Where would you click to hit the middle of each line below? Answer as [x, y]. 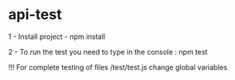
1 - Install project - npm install [57, 36]
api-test [35, 15]
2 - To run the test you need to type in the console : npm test [108, 51]
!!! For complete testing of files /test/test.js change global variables [118, 67]
